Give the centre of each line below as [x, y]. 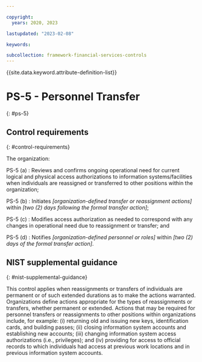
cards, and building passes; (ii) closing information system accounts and [96, 327]
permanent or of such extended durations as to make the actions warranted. [101, 295]
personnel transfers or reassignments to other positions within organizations [101, 314]
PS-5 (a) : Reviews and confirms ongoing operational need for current [93, 170]
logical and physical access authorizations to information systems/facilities [99, 176]
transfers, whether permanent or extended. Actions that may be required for [101, 308]
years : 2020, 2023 [35, 23]
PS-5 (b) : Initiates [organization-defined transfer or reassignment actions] [99, 201]
